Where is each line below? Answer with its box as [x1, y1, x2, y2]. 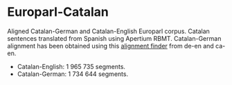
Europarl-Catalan [7, 4, 109, 20]
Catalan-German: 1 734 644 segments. [17, 70, 129, 78]
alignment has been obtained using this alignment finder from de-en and [7, 41, 215, 50]
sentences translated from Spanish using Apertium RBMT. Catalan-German [7, 34, 222, 42]
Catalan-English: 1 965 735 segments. [17, 62, 126, 70]
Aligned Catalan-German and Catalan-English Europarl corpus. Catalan [7, 27, 210, 35]
